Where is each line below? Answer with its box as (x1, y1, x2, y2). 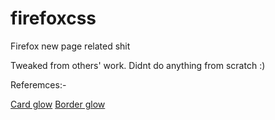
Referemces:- (10, 78, 67, 91)
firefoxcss (10, 7, 97, 30)
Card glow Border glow (10, 98, 106, 110)
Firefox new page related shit (10, 40, 131, 52)
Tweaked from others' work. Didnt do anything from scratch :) (10, 59, 266, 71)
